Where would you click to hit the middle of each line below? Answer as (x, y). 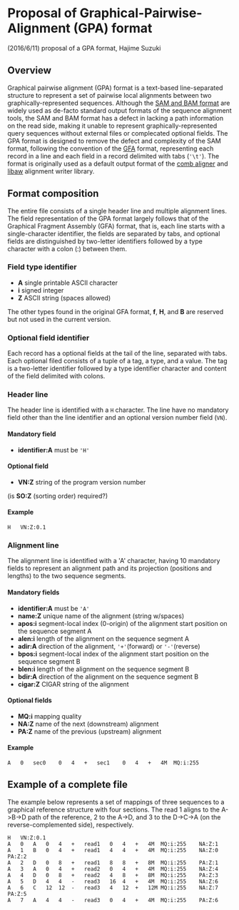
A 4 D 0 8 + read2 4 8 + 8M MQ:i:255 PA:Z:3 (113, 875)
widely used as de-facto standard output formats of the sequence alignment (119, 110)
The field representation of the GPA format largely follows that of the (108, 218)
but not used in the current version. (59, 319)
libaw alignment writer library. (51, 171)
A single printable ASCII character (67, 283)
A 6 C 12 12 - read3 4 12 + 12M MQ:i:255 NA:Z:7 (113, 888)
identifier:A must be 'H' (54, 450)
